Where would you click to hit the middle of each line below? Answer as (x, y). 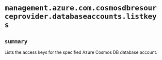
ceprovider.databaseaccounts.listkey (81, 17)
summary (16, 41)
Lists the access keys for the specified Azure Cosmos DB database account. (81, 52)
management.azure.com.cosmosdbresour (81, 8)
